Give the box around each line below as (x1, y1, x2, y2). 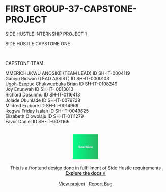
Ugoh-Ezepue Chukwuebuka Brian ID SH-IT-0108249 (5, 81, 118, 87)
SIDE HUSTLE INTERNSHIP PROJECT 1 (5, 30, 87, 37)
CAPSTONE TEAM (5, 60, 44, 66)
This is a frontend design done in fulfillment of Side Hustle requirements (10, 165, 161, 171)
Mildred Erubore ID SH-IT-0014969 (5, 102, 79, 108)
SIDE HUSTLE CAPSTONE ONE (5, 40, 70, 46)
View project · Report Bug (58, 181, 113, 187)
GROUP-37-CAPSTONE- (33, 3, 137, 15)
